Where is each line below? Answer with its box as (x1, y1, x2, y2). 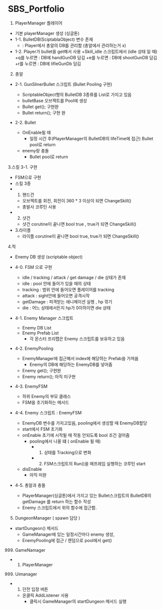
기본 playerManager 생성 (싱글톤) (15, 30, 80, 36)
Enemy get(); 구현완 (22, 367, 61, 373)
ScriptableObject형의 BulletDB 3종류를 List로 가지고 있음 (22, 91, 132, 98)
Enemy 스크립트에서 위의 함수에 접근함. (22, 505, 97, 510)
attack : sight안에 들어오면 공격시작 (22, 293, 90, 298)
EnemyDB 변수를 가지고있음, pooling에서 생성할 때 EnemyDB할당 (22, 420, 147, 426)
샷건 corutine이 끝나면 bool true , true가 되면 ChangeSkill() (22, 221, 137, 227)
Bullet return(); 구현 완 (22, 110, 66, 115)
